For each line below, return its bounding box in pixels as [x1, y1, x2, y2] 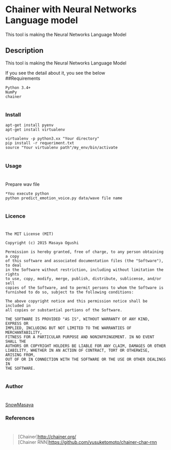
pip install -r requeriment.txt [5, 141, 74, 146]
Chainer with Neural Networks [5, 4, 137, 15]
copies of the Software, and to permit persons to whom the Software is [5, 285, 164, 290]
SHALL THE [5, 339, 27, 344]
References [5, 415, 35, 422]
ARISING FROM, [5, 352, 36, 358]
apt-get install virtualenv [5, 127, 66, 133]
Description [5, 46, 44, 55]
